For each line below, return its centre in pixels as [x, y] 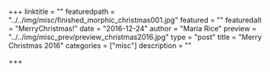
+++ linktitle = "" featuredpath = [62, 12]
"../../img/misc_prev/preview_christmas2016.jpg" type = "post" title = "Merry [135, 37]
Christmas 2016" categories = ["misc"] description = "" [100, 46]
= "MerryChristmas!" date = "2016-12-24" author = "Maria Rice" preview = [133, 28]
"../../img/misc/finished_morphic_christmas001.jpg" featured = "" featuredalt [135, 20]
